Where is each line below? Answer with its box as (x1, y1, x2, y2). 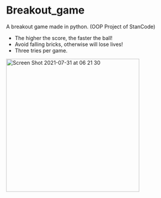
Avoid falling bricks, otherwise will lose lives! (14, 41, 123, 48)
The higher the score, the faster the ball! (14, 34, 113, 41)
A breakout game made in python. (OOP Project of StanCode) (6, 23, 156, 30)
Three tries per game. (14, 47, 68, 54)
